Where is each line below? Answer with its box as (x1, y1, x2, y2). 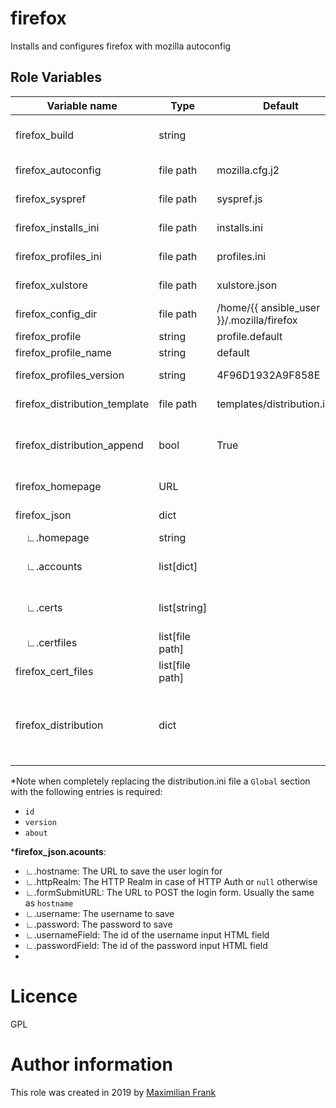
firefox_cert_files (15, 664, 94, 678)
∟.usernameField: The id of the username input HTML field (24, 928, 270, 941)
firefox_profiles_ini (15, 249, 102, 263)
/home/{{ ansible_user (216, 300, 321, 314)
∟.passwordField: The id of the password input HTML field (24, 939, 268, 951)
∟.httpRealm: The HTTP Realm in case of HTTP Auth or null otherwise (24, 875, 318, 887)
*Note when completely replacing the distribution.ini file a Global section (10, 775, 311, 787)
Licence (10, 985, 78, 1007)
